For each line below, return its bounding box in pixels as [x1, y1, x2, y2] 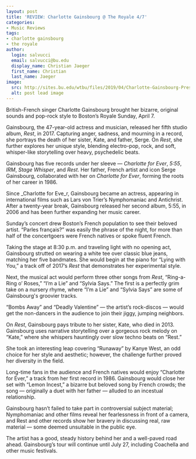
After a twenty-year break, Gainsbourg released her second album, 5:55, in [6, 202, 187, 209]
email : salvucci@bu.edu [11, 57, 69, 63]
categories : [6, 19, 35, 25]
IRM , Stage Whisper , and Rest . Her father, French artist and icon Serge [6, 166, 176, 173]
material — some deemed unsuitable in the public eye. [6, 423, 137, 430]
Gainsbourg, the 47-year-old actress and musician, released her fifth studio [6, 123, 188, 130]
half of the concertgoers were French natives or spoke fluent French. [6, 232, 172, 239]
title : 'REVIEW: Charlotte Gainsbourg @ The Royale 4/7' [6, 14, 148, 20]
